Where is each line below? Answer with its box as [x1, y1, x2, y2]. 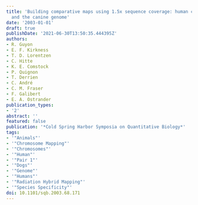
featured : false [6, 119, 46, 125]
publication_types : [6, 102, 54, 108]
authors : [6, 36, 28, 42]
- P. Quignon [6, 69, 38, 75]
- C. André [6, 80, 33, 86]
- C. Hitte [6, 58, 33, 64]
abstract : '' [6, 113, 38, 119]
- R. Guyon [6, 42, 33, 48]
